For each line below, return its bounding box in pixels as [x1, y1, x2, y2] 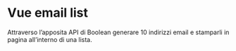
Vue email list [7, 5, 89, 21]
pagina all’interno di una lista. [7, 35, 93, 43]
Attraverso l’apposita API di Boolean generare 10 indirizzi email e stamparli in [7, 28, 230, 36]
